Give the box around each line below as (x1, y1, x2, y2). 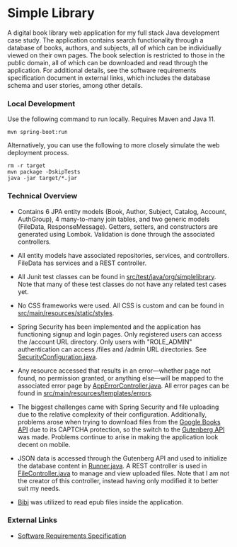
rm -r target (7, 162, 46, 169)
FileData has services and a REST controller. (17, 259, 147, 267)
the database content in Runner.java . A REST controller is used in (17, 461, 207, 470)
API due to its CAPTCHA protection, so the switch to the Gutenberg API (17, 425, 225, 434)
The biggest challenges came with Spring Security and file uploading (17, 402, 219, 411)
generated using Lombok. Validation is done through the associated (17, 230, 215, 238)
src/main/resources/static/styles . (17, 308, 115, 317)
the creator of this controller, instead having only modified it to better (17, 476, 219, 485)
